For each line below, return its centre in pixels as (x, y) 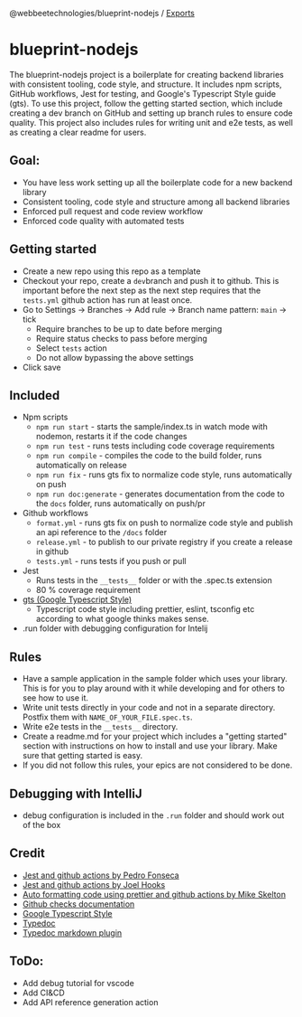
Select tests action (72, 348)
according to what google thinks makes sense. (122, 619)
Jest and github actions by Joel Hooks (94, 884)
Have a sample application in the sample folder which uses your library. (155, 679)
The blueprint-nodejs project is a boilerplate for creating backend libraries (146, 74)
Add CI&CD (43, 993)
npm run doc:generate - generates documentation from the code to (160, 494)
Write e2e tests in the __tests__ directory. (100, 727)
